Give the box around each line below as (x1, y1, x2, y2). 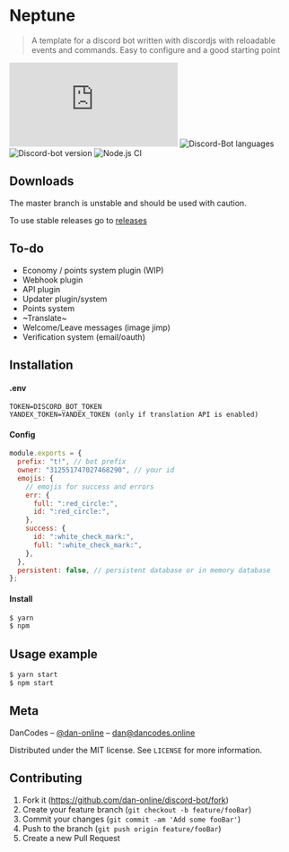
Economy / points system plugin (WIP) (22, 265, 164, 275)
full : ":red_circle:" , (32, 499, 118, 508)
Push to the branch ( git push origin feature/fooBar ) (22, 822, 222, 834)
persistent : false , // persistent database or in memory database (17, 566, 271, 575)
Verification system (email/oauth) (22, 331, 145, 342)
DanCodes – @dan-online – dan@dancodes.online (9, 727, 196, 738)
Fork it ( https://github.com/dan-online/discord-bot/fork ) (22, 795, 229, 805)
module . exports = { (9, 449, 83, 458)
